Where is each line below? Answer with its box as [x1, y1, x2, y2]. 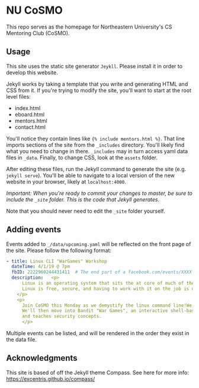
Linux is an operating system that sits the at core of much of [21, 280, 184, 286]
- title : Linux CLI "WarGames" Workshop [6, 258, 108, 264]
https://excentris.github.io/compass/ [6, 375, 95, 382]
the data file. [6, 336, 37, 343]
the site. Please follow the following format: [6, 247, 111, 254]
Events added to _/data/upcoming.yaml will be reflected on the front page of [6, 240, 191, 247]
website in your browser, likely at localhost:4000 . [6, 178, 126, 185]
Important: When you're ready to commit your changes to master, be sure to [6, 190, 192, 197]
